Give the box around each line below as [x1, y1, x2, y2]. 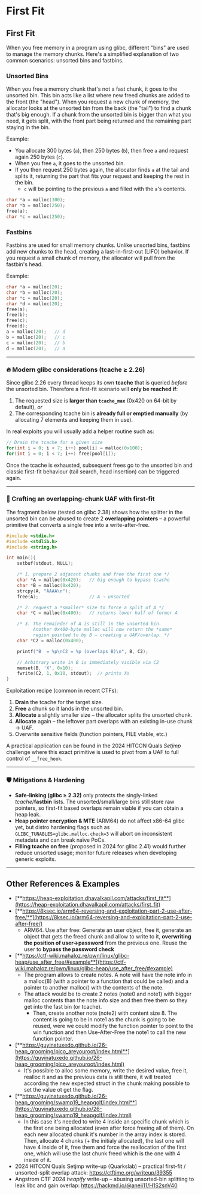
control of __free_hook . [6, 755, 63, 762]
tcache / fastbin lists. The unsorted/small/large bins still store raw [14, 798, 175, 806]
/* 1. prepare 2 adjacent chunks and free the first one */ [17, 571, 170, 577]
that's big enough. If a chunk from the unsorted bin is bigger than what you [6, 111, 191, 118]
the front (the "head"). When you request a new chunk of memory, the [6, 98, 179, 106]
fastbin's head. [6, 261, 43, 268]
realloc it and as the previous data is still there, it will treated [23, 1074, 172, 1081]
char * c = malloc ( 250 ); [6, 213, 66, 220]
